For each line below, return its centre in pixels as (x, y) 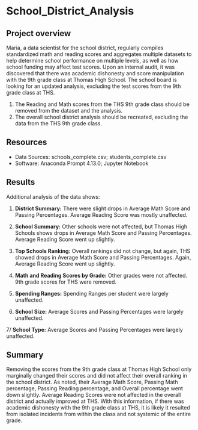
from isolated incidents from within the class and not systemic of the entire (98, 414)
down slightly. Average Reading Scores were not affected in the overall (94, 395)
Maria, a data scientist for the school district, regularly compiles (85, 48)
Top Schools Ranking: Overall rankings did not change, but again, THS (103, 251)
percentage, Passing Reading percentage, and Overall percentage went (94, 388)
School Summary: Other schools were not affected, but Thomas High (101, 226)
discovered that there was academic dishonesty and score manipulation (95, 73)
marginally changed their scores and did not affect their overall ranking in (97, 376)
